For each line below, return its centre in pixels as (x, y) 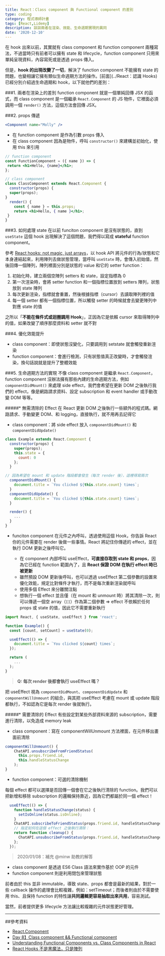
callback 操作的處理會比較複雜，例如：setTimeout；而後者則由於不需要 (82, 890)
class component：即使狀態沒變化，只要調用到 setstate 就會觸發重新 (82, 344)
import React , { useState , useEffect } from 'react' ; (61, 617)
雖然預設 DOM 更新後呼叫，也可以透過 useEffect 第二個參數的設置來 (88, 577)
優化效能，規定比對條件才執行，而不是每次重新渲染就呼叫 (78, 583)
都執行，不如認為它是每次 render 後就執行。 (50, 704)
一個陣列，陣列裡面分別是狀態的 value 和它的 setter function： (81, 265)
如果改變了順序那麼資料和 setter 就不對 (57, 323)
